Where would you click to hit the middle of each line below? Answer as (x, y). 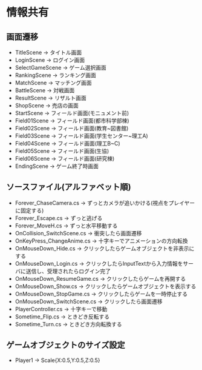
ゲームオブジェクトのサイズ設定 (66, 345)
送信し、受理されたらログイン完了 (68, 271)
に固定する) (29, 210)
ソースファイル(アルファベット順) (69, 187)
